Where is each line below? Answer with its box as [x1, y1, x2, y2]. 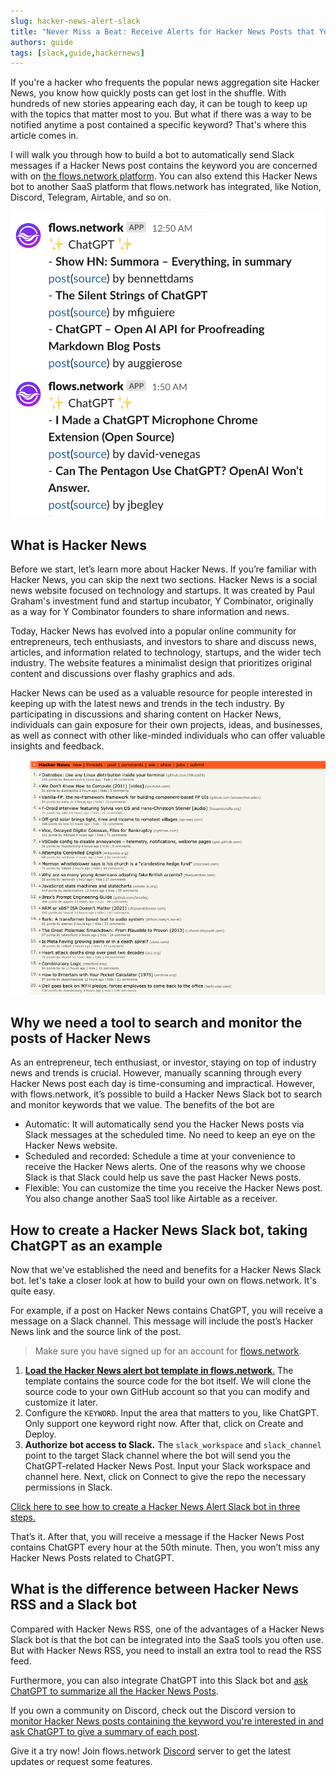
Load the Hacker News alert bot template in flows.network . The [24, 1364, 294, 1376]
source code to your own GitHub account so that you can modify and [24, 1385, 310, 1397]
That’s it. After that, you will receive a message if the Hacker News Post [10, 1530, 305, 1542]
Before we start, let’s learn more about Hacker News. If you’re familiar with [10, 563, 317, 575]
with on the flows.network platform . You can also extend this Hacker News [10, 170, 318, 182]
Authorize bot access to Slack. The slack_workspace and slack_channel [24, 1438, 322, 1450]
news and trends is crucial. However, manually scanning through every [10, 1067, 302, 1079]
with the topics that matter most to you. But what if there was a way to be [10, 108, 312, 120]
